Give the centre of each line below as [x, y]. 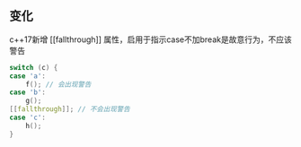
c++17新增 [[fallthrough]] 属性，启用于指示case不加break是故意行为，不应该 [150, 39]
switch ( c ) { [34, 67]
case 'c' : [28, 118]
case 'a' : [28, 76]
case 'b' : [28, 92]
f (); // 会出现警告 [58, 84]
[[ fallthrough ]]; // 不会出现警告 [70, 109]
